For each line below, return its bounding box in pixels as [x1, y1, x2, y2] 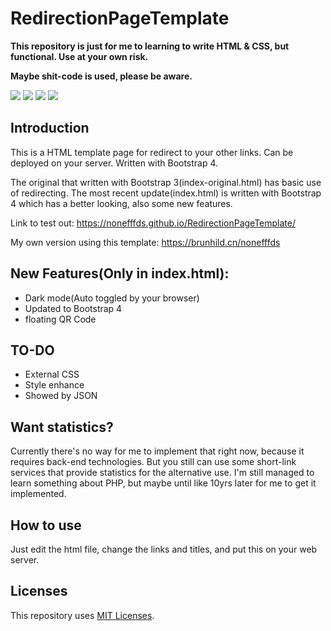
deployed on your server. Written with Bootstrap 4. [10, 157, 219, 169]
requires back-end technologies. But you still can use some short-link [10, 456, 297, 468]
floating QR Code [24, 313, 97, 325]
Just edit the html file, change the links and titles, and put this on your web [10, 543, 318, 555]
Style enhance [24, 379, 85, 391]
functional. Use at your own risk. [10, 50, 149, 62]
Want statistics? [10, 418, 114, 436]
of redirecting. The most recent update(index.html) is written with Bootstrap [10, 187, 322, 199]
